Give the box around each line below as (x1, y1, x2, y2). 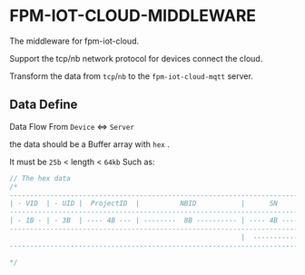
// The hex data (9, 173, 71, 182)
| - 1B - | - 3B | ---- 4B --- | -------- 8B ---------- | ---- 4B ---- (9, 216, 299, 225)
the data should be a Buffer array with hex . (9, 138, 170, 150)
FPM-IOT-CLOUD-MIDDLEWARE (9, 5, 257, 26)
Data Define (9, 97, 78, 113)
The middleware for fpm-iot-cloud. (9, 35, 139, 46)
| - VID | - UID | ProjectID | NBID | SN (9, 199, 279, 209)
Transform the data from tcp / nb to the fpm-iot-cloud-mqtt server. (9, 70, 254, 82)
